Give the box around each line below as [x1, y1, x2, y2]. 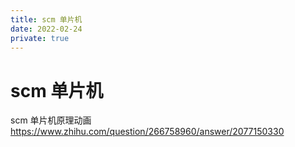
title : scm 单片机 [10, 14, 83, 25]
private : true [10, 33, 70, 43]
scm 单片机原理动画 [10, 114, 92, 126]
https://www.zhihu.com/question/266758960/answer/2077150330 [10, 126, 285, 138]
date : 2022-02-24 [10, 24, 83, 34]
